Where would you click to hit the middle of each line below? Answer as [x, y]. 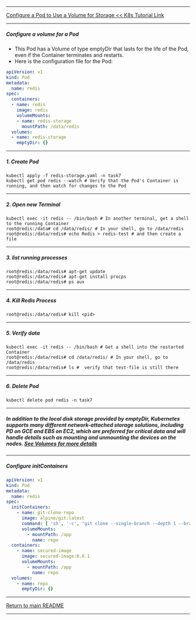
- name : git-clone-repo [45, 513]
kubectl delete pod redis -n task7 [49, 400]
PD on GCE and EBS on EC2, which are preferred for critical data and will [96, 431]
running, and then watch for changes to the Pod [66, 186]
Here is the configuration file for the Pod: [64, 61]
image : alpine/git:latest [53, 518]
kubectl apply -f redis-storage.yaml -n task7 [64, 176]
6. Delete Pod [22, 386]
